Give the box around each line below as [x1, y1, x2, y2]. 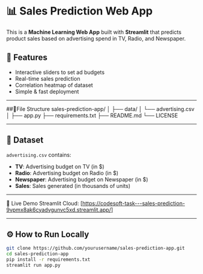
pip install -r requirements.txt [6, 256, 91, 263]
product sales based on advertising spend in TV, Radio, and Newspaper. [6, 35, 186, 42]
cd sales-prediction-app [6, 251, 69, 257]
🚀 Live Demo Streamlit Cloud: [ [6, 199, 83, 207]
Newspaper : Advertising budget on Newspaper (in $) [14, 176, 149, 183]
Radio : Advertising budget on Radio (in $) [14, 169, 119, 176]
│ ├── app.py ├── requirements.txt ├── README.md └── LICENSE [6, 112, 178, 119]
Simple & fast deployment [14, 88, 80, 95]
